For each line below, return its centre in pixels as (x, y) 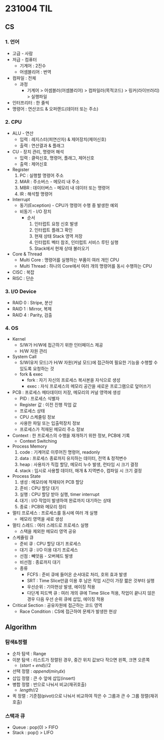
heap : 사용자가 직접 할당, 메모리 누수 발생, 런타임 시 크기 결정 (79, 464)
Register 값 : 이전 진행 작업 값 (48, 404)
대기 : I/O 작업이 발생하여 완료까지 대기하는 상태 (65, 500)
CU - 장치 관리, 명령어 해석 (38, 152)
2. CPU (14, 122)
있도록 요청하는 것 (37, 368)
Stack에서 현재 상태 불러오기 (62, 248)
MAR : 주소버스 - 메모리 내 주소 (49, 182)
